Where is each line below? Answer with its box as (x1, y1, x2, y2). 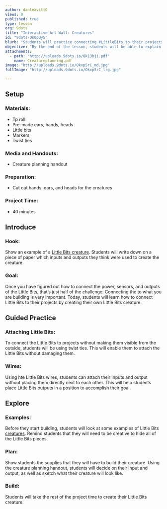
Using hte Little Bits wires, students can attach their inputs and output (5, 374, 148, 380)
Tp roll (12, 116, 26, 122)
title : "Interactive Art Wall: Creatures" (5, 30, 94, 35)
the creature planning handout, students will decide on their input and (5, 465, 148, 471)
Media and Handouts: (5, 150, 58, 157)
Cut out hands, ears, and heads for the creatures (12, 185, 113, 191)
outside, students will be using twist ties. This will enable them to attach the (5, 345, 160, 351)
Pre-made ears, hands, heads (12, 121, 74, 127)
